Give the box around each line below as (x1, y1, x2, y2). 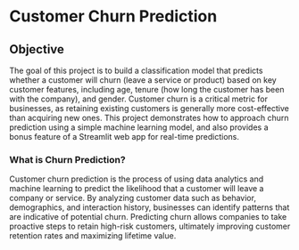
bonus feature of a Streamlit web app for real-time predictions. (9, 132, 239, 141)
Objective (9, 42, 65, 57)
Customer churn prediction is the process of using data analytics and (9, 173, 264, 184)
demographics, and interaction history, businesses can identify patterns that (9, 202, 290, 213)
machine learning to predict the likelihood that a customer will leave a (9, 183, 264, 194)
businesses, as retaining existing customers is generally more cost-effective (9, 103, 290, 113)
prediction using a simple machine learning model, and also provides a (9, 122, 270, 133)
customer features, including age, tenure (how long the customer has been (9, 85, 285, 94)
